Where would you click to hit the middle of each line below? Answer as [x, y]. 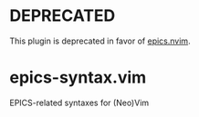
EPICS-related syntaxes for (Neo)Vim [79, 102]
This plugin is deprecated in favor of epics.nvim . [100, 41]
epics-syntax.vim [78, 78]
